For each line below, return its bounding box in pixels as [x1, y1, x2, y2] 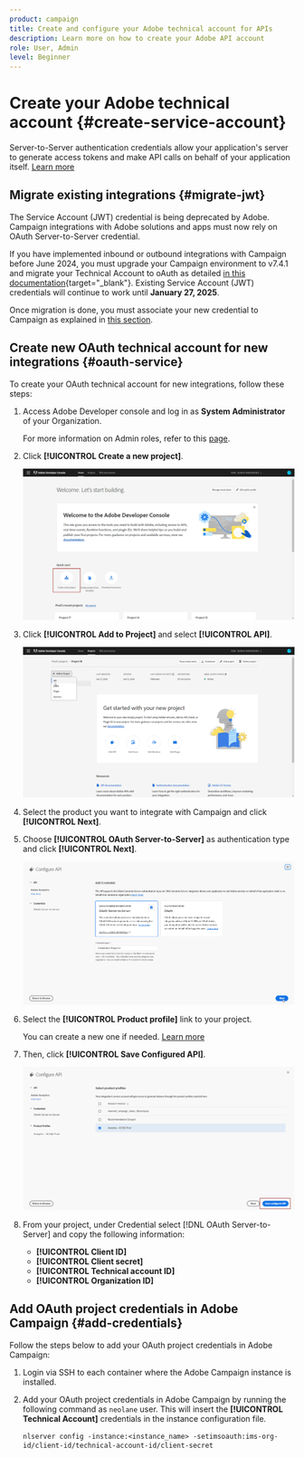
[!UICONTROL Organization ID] [35, 1275, 154, 1286]
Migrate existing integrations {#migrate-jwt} [9, 187, 265, 203]
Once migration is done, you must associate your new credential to [9, 304, 259, 315]
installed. [22, 1376, 57, 1387]
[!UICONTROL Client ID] [35, 1246, 127, 1258]
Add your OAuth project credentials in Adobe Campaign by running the [22, 1394, 287, 1405]
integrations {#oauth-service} [9, 354, 184, 370]
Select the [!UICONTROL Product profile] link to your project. [22, 1014, 252, 1025]
